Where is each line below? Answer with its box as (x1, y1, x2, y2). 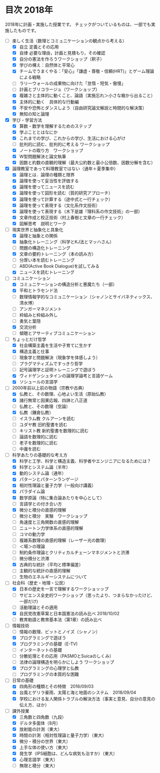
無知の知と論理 (19, 111, 49, 117)
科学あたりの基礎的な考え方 (12, 452, 68, 458)
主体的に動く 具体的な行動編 (19, 99, 79, 104)
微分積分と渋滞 (19, 556, 49, 562)
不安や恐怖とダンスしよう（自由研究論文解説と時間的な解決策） (19, 105, 147, 111)
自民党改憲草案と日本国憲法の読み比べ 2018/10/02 (19, 610, 120, 616)
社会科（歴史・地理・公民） (12, 580, 68, 586)
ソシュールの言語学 (19, 379, 58, 385)
